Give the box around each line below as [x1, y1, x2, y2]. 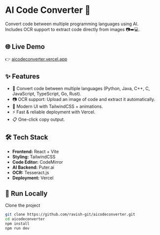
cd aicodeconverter [5, 217, 45, 222]
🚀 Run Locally [5, 189, 48, 197]
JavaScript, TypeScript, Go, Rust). [12, 91, 81, 96]
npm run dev [5, 226, 30, 231]
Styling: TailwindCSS [12, 154, 56, 160]
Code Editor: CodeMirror [12, 159, 63, 165]
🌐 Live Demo [5, 43, 45, 51]
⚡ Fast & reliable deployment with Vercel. [12, 109, 96, 115]
